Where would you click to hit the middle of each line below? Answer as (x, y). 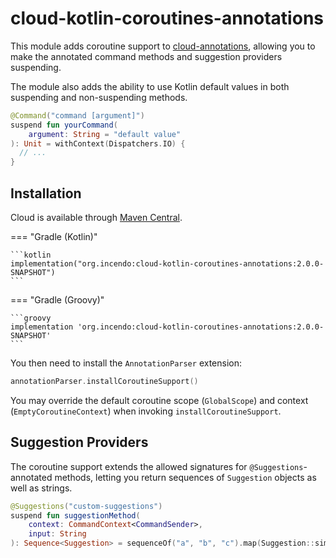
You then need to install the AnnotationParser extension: (126, 363)
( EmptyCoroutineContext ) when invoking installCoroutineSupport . (146, 411)
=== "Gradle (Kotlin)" (54, 236)
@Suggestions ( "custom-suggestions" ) (86, 506)
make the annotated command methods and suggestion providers (146, 56)
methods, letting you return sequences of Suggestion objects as (185, 477)
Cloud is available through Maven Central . (96, 217)
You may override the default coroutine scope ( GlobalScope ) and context (159, 400)
